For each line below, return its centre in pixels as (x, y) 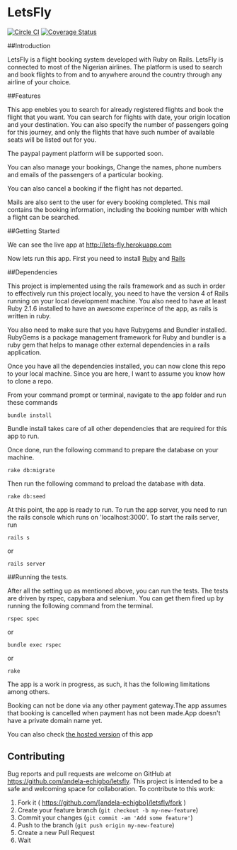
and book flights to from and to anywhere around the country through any (115, 74)
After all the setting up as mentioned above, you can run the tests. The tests (118, 591)
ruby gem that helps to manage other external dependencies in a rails (109, 345)
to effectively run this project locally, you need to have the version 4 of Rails (118, 293)
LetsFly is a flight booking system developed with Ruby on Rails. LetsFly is (116, 59)
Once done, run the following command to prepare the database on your (113, 449)
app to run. (23, 436)
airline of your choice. (39, 82)
